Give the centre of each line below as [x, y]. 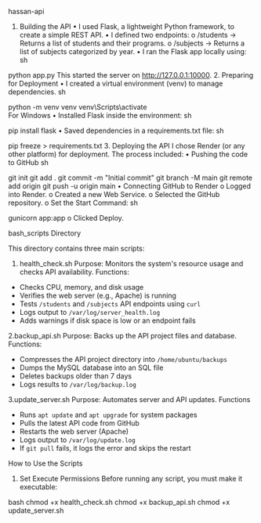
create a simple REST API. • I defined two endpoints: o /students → [128, 35]
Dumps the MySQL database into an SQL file [91, 368]
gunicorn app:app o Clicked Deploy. [66, 218]
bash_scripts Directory [45, 233]
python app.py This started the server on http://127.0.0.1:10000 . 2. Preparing [131, 75]
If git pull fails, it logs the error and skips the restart [105, 448]
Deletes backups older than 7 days [75, 376]
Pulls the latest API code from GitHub [79, 423]
